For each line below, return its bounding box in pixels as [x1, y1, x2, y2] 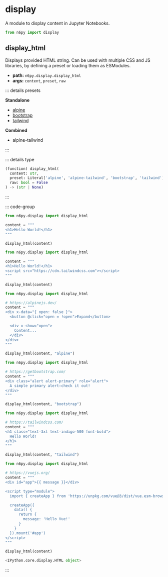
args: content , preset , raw [12, 77, 66, 83]
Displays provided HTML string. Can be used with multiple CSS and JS [5, 57, 151, 63]
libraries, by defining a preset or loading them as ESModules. [5, 62, 131, 68]
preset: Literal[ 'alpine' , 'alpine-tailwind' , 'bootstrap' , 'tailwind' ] [9, 175, 164, 180]
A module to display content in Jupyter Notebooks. [5, 20, 110, 26]
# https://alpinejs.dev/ [5, 300, 57, 305]
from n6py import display [5, 30, 59, 35]
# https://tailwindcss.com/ [5, 420, 64, 425]
